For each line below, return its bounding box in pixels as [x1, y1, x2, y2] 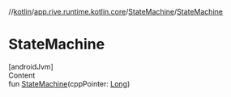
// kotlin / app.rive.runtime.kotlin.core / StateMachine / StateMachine [8, 7, 223, 16]
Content [8, 70, 36, 80]
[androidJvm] [8, 61, 54, 71]
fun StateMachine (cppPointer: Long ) [8, 78, 130, 88]
